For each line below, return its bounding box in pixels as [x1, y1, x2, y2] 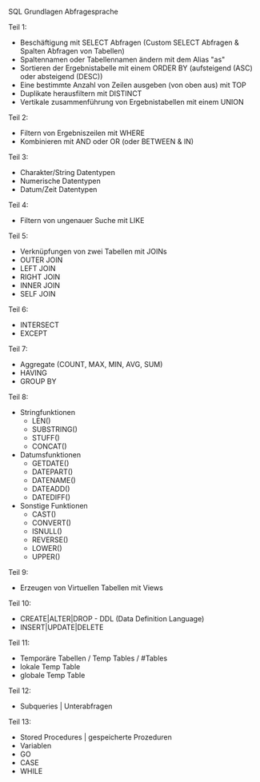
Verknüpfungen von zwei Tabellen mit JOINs [19, 247, 167, 256]
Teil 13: [8, 717, 32, 726]
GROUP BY [19, 377, 57, 386]
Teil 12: [8, 686, 32, 695]
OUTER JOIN [19, 255, 63, 265]
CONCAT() [31, 441, 67, 451]
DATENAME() [31, 476, 76, 485]
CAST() [31, 509, 57, 519]
